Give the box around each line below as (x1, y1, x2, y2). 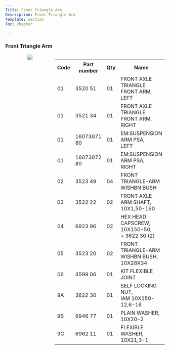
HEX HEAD (120, 213, 147, 220)
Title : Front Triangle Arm (5, 7, 62, 13)
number (78, 67, 98, 74)
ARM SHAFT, (120, 198, 152, 205)
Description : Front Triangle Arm (5, 12, 76, 17)
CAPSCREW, (120, 220, 151, 227)
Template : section (5, 17, 44, 22)
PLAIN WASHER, (120, 309, 160, 316)
